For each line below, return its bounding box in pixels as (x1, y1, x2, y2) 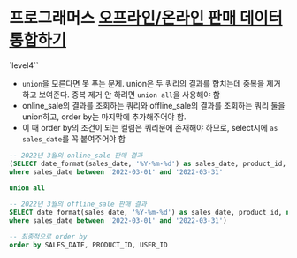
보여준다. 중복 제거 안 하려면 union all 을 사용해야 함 (38, 89, 221, 100)
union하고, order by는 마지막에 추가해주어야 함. (21, 111, 187, 122)
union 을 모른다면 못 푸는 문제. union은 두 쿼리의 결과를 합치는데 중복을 (21, 78, 265, 88)
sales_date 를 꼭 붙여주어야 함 (21, 133, 126, 144)
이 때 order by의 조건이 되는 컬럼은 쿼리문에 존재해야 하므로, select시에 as (21, 122, 278, 133)
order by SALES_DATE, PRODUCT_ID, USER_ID (9, 240, 168, 249)
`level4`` (9, 59, 40, 71)
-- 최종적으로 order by (9, 231, 88, 241)
